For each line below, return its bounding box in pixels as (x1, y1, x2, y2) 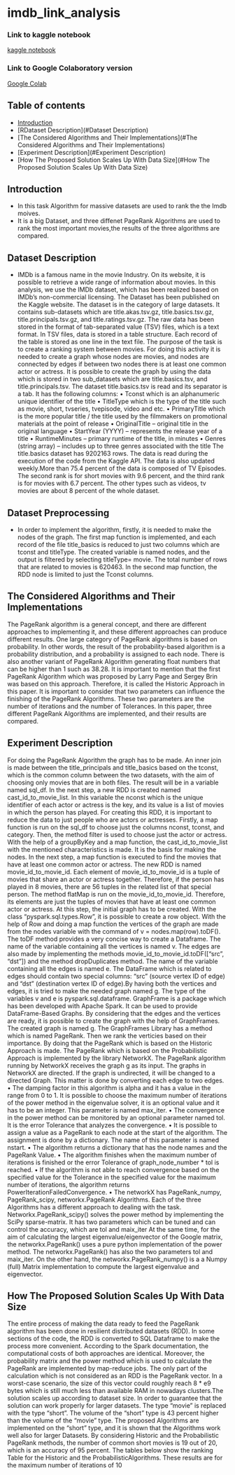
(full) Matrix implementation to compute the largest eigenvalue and (7, 1262, 199, 1270)
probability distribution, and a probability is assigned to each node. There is (7, 650, 225, 658)
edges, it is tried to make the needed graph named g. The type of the (7, 986, 206, 995)
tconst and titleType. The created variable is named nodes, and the (17, 548, 211, 557)
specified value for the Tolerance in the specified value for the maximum (7, 1173, 216, 1181)
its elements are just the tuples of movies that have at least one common (7, 897, 216, 906)
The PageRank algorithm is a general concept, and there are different (7, 620, 207, 628)
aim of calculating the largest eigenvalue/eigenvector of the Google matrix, (7, 1232, 223, 1241)
